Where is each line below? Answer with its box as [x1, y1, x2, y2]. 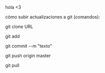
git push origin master [5, 52, 51, 58]
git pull [5, 62, 20, 68]
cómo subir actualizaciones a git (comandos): [5, 14, 100, 19]
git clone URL [5, 23, 33, 29]
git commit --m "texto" [5, 43, 52, 49]
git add [5, 33, 20, 39]
